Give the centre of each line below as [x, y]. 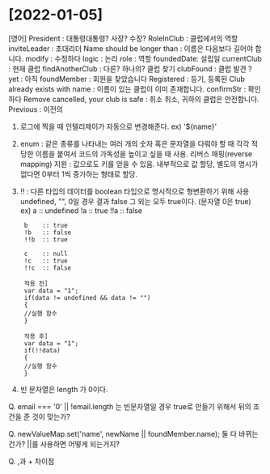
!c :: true [46, 261]
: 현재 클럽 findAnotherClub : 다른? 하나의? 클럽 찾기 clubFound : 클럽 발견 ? [130, 68]
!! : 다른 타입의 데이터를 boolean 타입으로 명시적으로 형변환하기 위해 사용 [135, 191]
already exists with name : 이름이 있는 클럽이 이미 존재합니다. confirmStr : [127, 89]
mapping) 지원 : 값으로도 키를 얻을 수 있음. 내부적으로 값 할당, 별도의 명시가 [139, 164]
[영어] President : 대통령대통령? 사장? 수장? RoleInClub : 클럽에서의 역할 [123, 38]
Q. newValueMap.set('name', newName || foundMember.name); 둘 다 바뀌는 [133, 433]
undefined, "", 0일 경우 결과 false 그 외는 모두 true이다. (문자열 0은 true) [136, 201]
